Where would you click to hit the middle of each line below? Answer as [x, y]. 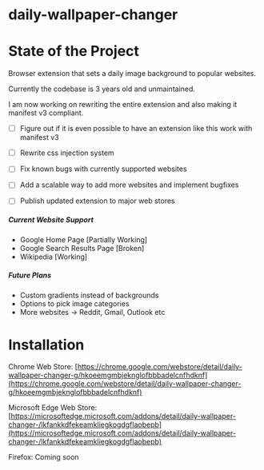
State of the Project [74, 52]
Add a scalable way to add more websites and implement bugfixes [129, 185]
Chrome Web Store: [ [43, 367]
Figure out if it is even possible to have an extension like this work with [136, 129]
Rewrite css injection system [67, 153]
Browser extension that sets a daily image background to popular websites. [132, 74]
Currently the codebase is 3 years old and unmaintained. [102, 89]
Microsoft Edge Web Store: [53, 408]
